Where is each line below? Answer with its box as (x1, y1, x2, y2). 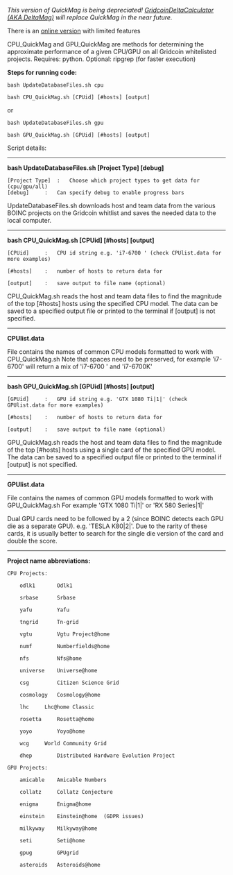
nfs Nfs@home (19, 655, 82, 662)
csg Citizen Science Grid (19, 679, 119, 686)
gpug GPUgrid (19, 849, 79, 856)
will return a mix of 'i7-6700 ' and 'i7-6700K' (25, 362, 153, 371)
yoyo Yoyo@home (19, 728, 85, 735)
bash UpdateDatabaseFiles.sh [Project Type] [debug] (7, 164, 164, 172)
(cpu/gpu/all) (7, 183, 49, 190)
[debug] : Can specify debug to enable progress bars (7, 189, 185, 196)
